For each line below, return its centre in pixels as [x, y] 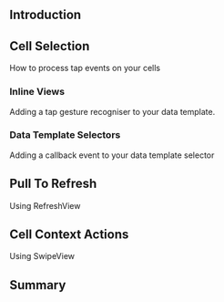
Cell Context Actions [69, 234]
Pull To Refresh [53, 184]
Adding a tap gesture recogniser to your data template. [112, 111]
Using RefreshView [45, 205]
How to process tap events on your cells [85, 68]
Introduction [46, 15]
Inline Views [37, 92]
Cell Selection [50, 46]
